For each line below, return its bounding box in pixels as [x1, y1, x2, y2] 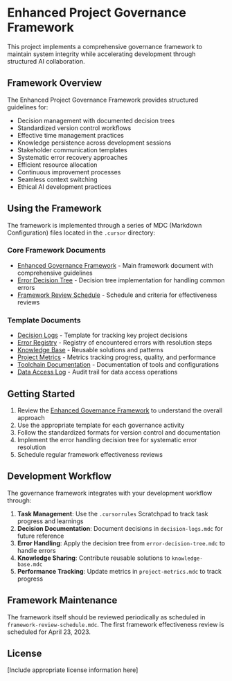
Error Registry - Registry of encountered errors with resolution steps [17, 338, 213, 347]
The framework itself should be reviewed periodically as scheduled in [7, 612, 206, 621]
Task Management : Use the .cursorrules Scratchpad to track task [17, 509, 208, 518]
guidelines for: [7, 102, 48, 111]
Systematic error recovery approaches [17, 153, 128, 161]
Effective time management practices [17, 131, 125, 139]
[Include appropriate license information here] [7, 666, 139, 674]
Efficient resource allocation [17, 161, 98, 169]
